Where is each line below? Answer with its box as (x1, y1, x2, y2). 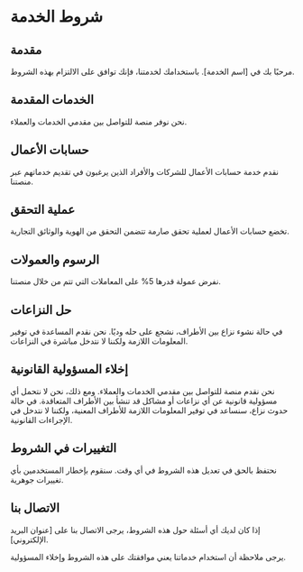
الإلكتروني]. (10, 534, 49, 545)
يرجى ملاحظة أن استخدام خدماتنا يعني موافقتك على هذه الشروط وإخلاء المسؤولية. (10, 551, 287, 562)
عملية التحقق (10, 202, 76, 217)
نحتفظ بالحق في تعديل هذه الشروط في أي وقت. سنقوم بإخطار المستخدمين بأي (10, 465, 278, 475)
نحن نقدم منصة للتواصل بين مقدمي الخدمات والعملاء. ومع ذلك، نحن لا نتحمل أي (10, 385, 275, 396)
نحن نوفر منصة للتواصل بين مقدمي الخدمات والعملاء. (10, 115, 188, 127)
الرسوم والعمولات (10, 252, 100, 267)
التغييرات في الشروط (10, 440, 117, 457)
